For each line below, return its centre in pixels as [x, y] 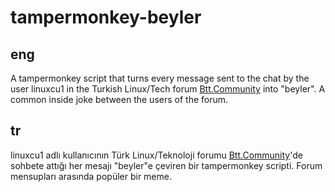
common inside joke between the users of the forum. [119, 99]
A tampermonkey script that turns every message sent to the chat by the [160, 78]
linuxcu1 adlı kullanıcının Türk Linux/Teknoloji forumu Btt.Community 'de [156, 155]
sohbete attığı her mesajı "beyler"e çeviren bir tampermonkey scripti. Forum [166, 165]
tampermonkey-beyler [106, 17]
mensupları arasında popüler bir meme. [91, 176]
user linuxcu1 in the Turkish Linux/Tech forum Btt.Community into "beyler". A [168, 89]
